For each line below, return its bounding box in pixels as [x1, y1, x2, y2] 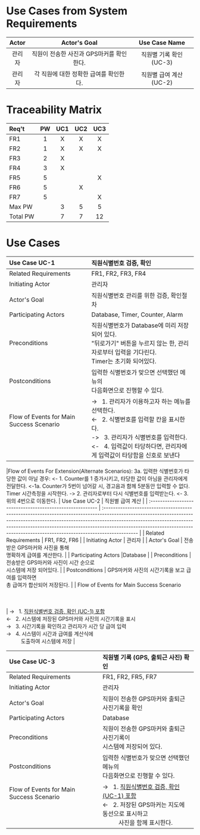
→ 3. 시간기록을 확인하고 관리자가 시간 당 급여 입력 [6, 623, 127, 630]
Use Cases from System [6, 4, 128, 18]
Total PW [9, 212, 35, 220]
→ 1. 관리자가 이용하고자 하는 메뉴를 [91, 397, 191, 405]
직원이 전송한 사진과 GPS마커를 [32, 50, 115, 58]
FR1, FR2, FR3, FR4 [91, 269, 146, 278]
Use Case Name [139, 38, 186, 47]
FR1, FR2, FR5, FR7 [102, 673, 158, 681]
